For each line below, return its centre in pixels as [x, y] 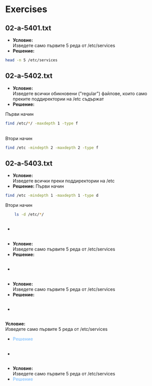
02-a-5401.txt [28, 28]
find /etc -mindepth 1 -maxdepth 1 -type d [52, 196]
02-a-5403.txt [29, 163]
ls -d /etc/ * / [29, 215]
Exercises [26, 9]
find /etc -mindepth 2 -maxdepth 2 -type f [52, 148]
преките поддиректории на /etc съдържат [58, 99]
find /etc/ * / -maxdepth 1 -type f [42, 123]
